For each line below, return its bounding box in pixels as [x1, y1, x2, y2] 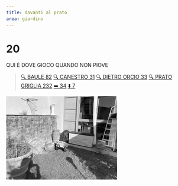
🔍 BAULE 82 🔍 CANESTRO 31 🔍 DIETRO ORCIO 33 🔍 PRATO [20, 73, 173, 81]
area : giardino [6, 15, 44, 22]
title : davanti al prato [6, 9, 67, 15]
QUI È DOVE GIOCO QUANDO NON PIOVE [6, 62, 108, 69]
